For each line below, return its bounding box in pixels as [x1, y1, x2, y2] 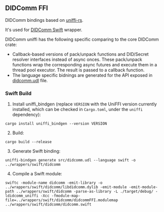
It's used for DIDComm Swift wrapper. [5, 27, 82, 33]
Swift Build [5, 90, 32, 97]
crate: [5, 42, 17, 48]
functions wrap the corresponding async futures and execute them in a [12, 61, 157, 67]
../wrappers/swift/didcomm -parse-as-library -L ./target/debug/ [16, 189, 154, 194]
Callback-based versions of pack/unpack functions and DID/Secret [12, 51, 149, 57]
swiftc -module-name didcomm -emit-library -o [5, 180, 103, 185]
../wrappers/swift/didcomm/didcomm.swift [5, 202, 92, 207]
